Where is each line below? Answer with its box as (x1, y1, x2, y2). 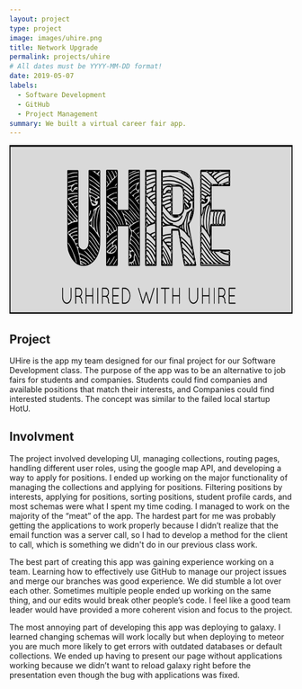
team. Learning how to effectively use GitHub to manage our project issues (9, 566, 288, 577)
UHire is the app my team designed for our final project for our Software (9, 355, 276, 366)
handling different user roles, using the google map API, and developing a (9, 462, 281, 473)
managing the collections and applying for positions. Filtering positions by (9, 481, 283, 492)
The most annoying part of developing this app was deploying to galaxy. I (9, 622, 281, 632)
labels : (9, 81, 39, 90)
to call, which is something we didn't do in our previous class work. (9, 539, 258, 550)
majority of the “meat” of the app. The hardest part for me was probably (9, 510, 277, 521)
